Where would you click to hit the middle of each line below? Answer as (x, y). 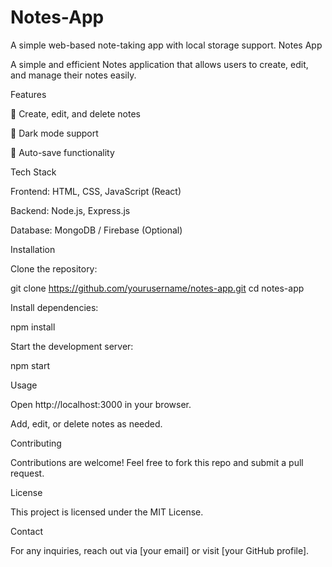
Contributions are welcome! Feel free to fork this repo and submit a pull (157, 462)
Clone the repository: (54, 268)
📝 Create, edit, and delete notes (75, 113)
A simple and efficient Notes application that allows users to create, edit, (159, 64)
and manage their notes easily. (73, 75)
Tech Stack (33, 172)
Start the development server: (72, 346)
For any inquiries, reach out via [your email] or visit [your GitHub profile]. (160, 550)
